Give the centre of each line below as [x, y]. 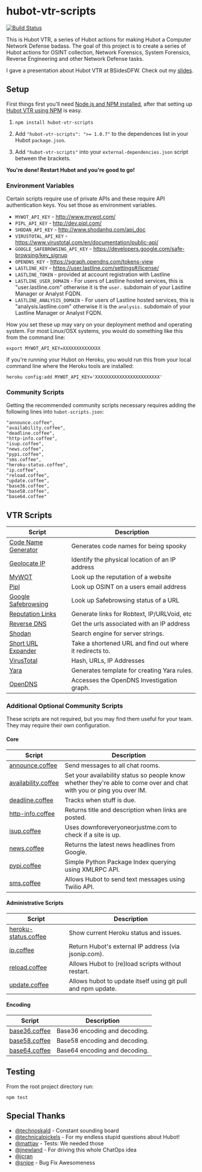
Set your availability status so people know [125, 775]
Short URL [24, 644]
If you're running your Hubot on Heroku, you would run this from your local [99, 360]
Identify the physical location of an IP [124, 560]
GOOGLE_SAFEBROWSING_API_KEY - [53, 249]
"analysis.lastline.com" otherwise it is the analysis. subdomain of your [103, 306]
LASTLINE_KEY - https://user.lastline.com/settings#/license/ [87, 268]
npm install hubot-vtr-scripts [54, 122]
